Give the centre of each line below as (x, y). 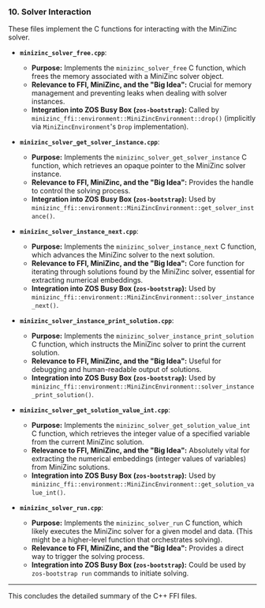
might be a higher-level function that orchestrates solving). (127, 540)
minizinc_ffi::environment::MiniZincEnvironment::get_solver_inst (143, 208)
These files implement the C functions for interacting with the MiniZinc (123, 29)
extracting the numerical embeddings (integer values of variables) (139, 459)
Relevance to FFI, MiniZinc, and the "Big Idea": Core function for (138, 264)
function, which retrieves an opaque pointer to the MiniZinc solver (138, 166)
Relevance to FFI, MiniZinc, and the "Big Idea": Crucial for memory (142, 84)
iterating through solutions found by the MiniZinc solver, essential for (143, 272)
